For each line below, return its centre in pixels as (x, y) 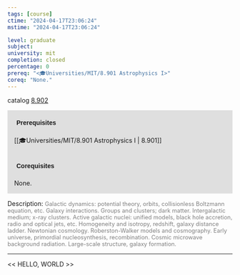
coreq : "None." (30, 80)
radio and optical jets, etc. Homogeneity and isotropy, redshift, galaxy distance (113, 224)
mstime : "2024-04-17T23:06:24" (54, 27)
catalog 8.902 (28, 100)
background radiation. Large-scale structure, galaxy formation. (92, 244)
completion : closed (36, 60)
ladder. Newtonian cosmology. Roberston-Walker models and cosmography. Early (117, 230)
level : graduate (31, 40)
